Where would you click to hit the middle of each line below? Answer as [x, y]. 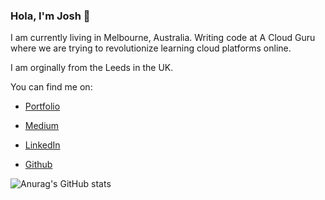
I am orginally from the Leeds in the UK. [92, 68]
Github [38, 165]
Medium [42, 126]
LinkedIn [42, 145]
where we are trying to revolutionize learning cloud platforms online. [151, 48]
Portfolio [42, 106]
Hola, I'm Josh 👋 [50, 16]
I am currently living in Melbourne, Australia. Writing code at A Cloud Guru [163, 38]
